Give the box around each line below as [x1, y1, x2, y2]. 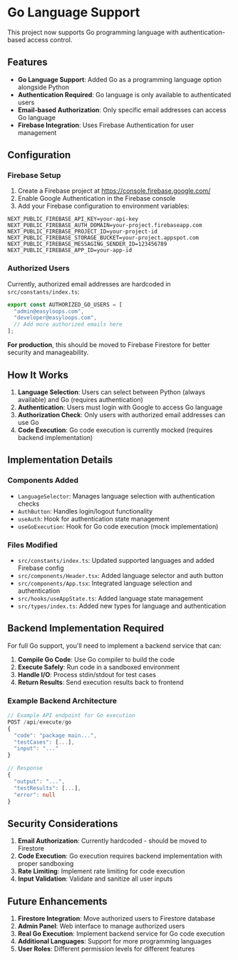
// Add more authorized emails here [14, 321, 123, 329]
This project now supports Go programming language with [7, 28, 180, 36]
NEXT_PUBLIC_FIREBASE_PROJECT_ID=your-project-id [7, 228, 158, 236]
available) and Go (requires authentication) [17, 395, 144, 404]
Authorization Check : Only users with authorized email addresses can [17, 410, 226, 419]
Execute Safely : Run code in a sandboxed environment [17, 662, 180, 671]
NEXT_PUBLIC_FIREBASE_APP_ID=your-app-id [7, 247, 133, 254]
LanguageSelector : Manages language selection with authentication [17, 491, 215, 500]
